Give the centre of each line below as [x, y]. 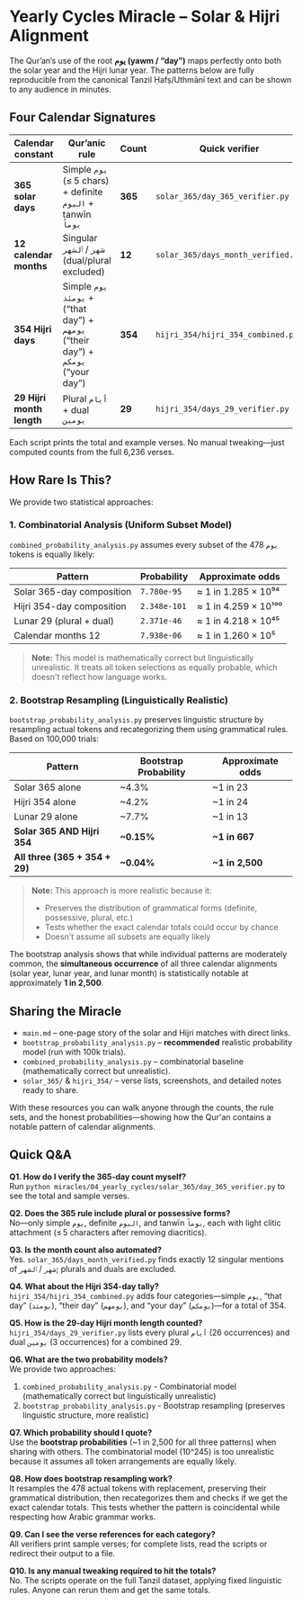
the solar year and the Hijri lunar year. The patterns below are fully [132, 70]
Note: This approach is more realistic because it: [121, 891]
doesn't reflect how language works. [99, 677]
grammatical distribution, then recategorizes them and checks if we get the [148, 1497]
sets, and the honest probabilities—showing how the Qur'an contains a [140, 1116]
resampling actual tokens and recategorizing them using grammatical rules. [149, 730]
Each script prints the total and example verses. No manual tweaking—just [147, 442]
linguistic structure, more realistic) [86, 1415]
